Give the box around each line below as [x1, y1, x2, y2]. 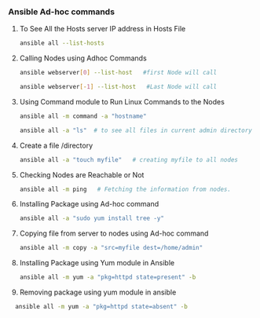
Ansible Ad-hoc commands [8, 6, 115, 17]
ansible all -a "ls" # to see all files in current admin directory [19, 126, 253, 134]
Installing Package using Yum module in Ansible [19, 258, 175, 268]
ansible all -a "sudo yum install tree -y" [19, 214, 165, 222]
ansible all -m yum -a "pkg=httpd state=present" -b [19, 273, 196, 281]
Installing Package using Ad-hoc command [19, 199, 159, 209]
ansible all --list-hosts [19, 39, 104, 47]
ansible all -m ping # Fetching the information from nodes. [19, 185, 232, 193]
